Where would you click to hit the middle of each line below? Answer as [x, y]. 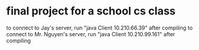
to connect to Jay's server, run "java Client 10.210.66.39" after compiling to [99, 28]
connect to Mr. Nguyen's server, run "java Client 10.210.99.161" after [91, 34]
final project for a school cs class [91, 11]
